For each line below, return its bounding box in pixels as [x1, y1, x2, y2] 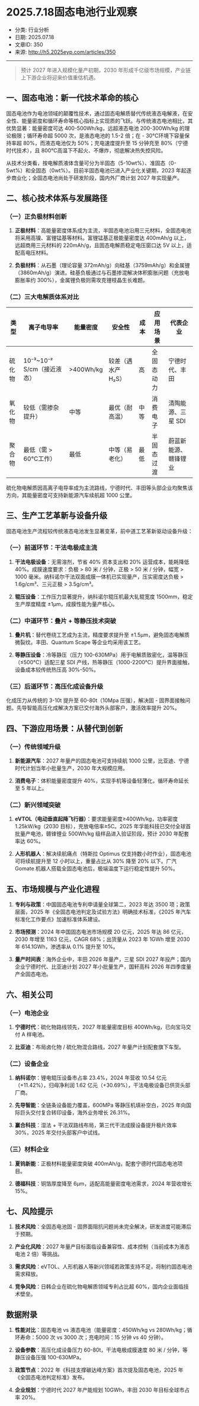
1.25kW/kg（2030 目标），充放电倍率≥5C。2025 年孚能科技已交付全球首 [14, 823, 191, 830]
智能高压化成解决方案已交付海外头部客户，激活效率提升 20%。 [26, 704, 181, 712]
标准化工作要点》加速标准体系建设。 [14, 916, 104, 923]
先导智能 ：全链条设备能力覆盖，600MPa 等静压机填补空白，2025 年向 [14, 1101, 187, 1109]
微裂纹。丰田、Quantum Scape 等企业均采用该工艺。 [14, 639, 144, 646]
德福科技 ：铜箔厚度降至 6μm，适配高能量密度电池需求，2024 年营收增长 [14, 1180, 192, 1187]
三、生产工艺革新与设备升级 [6, 511, 108, 521]
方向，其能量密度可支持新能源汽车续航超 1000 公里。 [6, 491, 136, 498]
